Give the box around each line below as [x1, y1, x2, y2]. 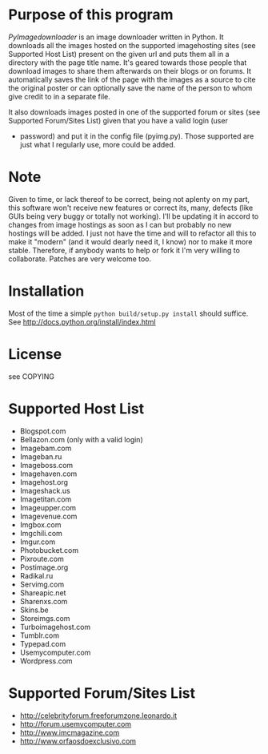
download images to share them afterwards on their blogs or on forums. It [8, 66, 252, 75]
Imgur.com [19, 537, 56, 546]
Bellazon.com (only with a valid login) [19, 434, 143, 444]
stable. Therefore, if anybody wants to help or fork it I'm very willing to [8, 245, 240, 255]
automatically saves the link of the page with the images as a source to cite [8, 75, 256, 84]
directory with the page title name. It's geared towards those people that [8, 58, 247, 67]
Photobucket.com [19, 545, 78, 554]
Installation [8, 282, 85, 300]
